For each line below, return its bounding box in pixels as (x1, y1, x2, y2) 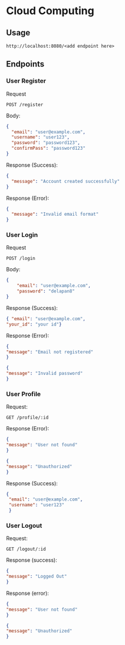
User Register (6, 77, 46, 85)
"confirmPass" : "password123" (11, 146, 85, 152)
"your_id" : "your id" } (6, 321, 62, 327)
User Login (6, 231, 38, 239)
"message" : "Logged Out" (6, 574, 67, 580)
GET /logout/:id (6, 547, 46, 552)
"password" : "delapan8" (17, 288, 75, 294)
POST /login (6, 255, 35, 262)
